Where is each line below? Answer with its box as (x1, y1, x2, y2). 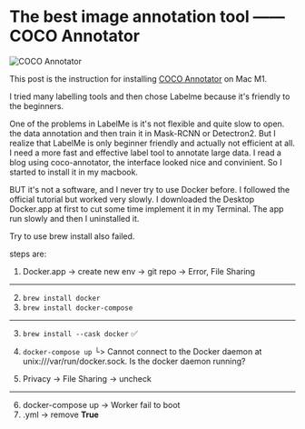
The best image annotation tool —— (9, 6, 286, 27)
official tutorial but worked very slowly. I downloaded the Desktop (9, 194, 255, 205)
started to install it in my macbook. (9, 166, 139, 177)
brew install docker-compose (22, 303, 133, 313)
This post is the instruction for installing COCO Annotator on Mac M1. (9, 73, 268, 84)
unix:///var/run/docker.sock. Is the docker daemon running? (22, 355, 246, 366)
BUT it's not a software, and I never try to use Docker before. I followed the (9, 184, 290, 195)
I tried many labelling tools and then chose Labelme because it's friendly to (9, 91, 290, 102)
